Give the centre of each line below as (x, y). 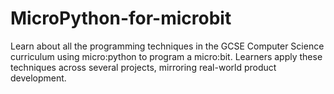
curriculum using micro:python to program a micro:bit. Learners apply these (166, 56)
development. (38, 78)
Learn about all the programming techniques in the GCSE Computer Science (167, 46)
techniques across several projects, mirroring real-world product (143, 67)
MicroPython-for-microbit (121, 18)
